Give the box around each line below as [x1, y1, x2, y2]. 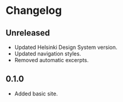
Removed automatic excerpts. [14, 57, 89, 63]
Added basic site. [14, 90, 58, 97]
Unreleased [5, 28, 51, 38]
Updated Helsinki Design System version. [14, 43, 118, 51]
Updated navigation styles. [14, 50, 81, 57]
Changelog [5, 4, 62, 18]
